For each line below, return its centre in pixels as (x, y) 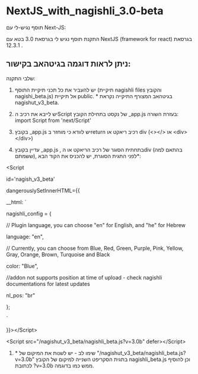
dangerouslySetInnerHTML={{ (43, 190)
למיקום (66, 359)
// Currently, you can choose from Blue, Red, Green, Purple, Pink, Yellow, (95, 248)
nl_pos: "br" (21, 295)
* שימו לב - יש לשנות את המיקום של (55, 353)
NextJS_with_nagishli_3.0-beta (85, 11)
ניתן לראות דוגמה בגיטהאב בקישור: (68, 64)
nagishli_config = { (29, 213)
